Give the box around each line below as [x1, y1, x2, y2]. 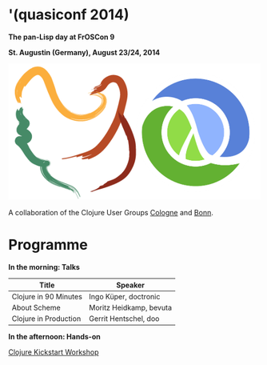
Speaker [116, 280, 145, 290]
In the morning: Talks [8, 263, 80, 272]
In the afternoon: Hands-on [8, 331, 102, 341]
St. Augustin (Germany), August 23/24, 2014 [8, 47, 161, 57]
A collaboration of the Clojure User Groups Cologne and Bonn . [8, 208, 214, 218]
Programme [8, 236, 88, 254]
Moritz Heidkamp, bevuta [89, 303, 173, 313]
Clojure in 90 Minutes [11, 291, 82, 301]
